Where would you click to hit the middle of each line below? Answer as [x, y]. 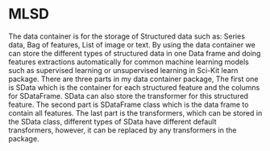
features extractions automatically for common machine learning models [129, 62]
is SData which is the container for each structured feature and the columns [134, 87]
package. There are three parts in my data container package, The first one [133, 79]
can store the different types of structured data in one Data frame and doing [135, 53]
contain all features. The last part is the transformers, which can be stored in [135, 112]
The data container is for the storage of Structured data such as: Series [127, 36]
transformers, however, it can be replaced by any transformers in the [123, 130]
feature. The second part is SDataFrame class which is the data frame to [129, 104]
